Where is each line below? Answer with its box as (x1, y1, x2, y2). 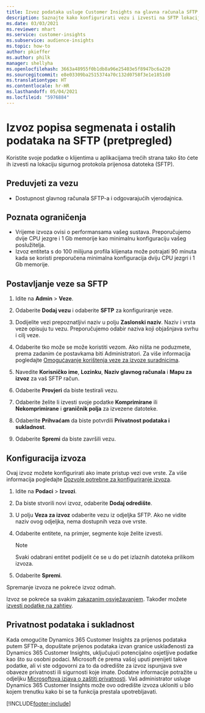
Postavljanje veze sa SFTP (6, 278, 109, 289)
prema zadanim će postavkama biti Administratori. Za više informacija (15, 350, 191, 357)
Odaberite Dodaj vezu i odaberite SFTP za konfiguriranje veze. (15, 307, 173, 314)
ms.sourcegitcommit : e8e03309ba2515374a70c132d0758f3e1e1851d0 (6, 72, 171, 78)
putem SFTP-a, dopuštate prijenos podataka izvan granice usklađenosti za (6, 642, 194, 649)
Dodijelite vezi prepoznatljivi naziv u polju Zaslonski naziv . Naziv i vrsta (15, 319, 196, 326)
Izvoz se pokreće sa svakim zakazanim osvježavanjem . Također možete (6, 595, 187, 603)
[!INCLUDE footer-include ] (6, 700, 71, 707)
